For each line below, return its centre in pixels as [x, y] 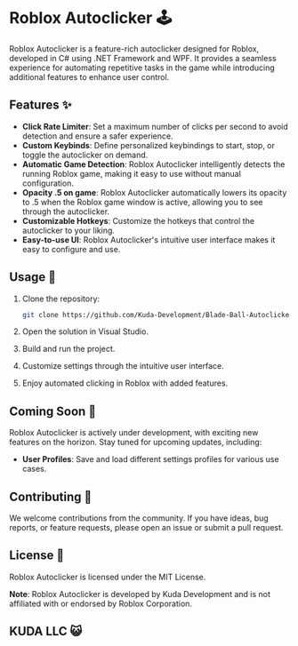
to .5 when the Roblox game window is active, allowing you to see [142, 202]
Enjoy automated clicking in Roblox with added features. [125, 383]
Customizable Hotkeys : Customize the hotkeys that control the [138, 220]
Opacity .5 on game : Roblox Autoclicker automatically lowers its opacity [154, 192]
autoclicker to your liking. [68, 230]
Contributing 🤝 [51, 496]
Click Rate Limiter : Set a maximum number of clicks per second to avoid [155, 126]
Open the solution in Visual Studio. [85, 331]
